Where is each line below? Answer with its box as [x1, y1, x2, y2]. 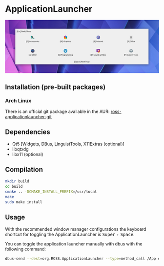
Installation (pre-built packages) [5, 83, 106, 91]
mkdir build [5, 179, 29, 184]
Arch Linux [5, 97, 32, 104]
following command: [5, 246, 46, 252]
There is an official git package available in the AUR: [5, 109, 110, 114]
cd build [5, 184, 23, 189]
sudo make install [5, 199, 42, 204]
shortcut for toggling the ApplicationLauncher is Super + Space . [5, 231, 135, 237]
